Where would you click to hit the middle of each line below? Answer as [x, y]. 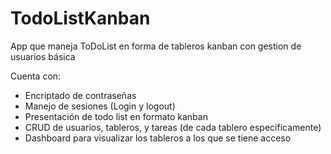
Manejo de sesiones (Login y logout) [100, 106]
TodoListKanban [80, 18]
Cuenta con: [36, 76]
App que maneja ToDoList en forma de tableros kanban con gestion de [156, 46]
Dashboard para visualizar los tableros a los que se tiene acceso [158, 138]
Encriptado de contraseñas [80, 95]
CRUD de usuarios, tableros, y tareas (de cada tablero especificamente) [173, 127]
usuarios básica [43, 56]
